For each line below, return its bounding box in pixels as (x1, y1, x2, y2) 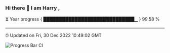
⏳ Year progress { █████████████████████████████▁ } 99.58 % (5, 16, 160, 22)
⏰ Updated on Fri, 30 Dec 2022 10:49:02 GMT (5, 32, 102, 38)
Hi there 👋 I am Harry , (5, 4, 60, 11)
